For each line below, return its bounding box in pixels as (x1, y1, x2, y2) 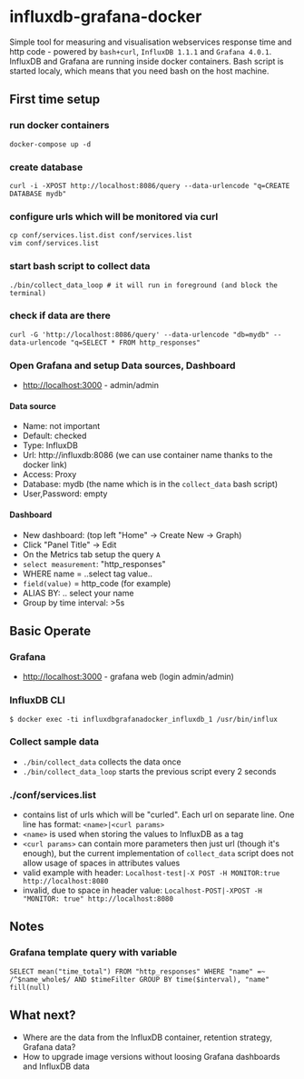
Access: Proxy (22, 469, 77, 480)
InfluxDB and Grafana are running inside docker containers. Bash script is (9, 55, 284, 66)
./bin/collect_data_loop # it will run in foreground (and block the (9, 280, 279, 290)
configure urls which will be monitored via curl (9, 210, 219, 223)
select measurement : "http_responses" (22, 558, 166, 569)
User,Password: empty (22, 488, 108, 499)
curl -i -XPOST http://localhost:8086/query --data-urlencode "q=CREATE (9, 181, 290, 190)
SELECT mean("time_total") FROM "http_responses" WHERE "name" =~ (9, 966, 266, 976)
